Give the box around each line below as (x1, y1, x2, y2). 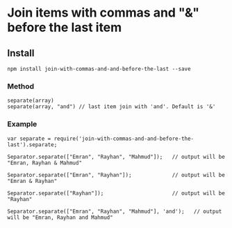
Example (7, 119, 38, 129)
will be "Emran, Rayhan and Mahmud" (7, 213, 113, 221)
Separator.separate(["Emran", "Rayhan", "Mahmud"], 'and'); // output (7, 208, 222, 215)
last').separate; (7, 141, 58, 148)
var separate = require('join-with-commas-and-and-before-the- (7, 135, 194, 142)
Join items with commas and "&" (7, 5, 200, 21)
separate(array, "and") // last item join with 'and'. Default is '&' (7, 103, 216, 110)
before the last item (7, 19, 122, 35)
